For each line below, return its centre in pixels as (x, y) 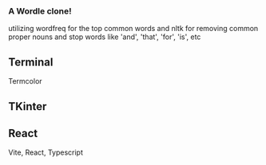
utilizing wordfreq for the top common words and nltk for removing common (133, 29)
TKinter (28, 106)
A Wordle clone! (40, 11)
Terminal (31, 62)
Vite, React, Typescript (46, 152)
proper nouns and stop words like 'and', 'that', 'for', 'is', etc (105, 37)
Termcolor (25, 81)
